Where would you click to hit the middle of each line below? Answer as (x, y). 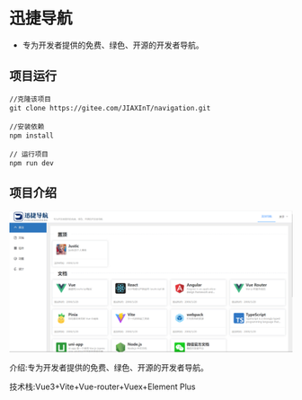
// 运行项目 (29, 154)
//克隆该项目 (30, 99)
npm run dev (31, 163)
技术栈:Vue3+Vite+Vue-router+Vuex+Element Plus (102, 387)
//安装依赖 (27, 127)
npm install (31, 136)
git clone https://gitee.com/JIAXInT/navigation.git (110, 108)
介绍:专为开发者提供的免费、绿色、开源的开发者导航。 (109, 368)
